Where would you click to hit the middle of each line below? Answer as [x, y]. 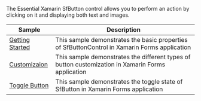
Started [20, 47]
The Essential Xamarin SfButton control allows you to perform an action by [98, 9]
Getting [19, 40]
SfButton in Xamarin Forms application [109, 89]
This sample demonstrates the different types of [123, 57]
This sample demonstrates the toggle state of [119, 82]
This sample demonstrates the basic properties [121, 40]
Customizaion [28, 64]
